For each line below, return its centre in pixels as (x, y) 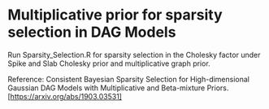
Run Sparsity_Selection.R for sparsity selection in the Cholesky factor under (134, 54)
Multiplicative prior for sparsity (115, 15)
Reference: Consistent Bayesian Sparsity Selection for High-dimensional (128, 79)
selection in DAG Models (92, 32)
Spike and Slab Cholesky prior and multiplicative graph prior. (109, 63)
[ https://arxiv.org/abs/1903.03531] (65, 96)
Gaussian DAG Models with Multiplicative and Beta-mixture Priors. (118, 88)
